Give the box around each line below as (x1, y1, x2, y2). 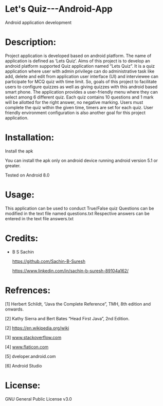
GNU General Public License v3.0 (5, 396, 72, 402)
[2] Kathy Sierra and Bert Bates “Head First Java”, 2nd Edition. (5, 315, 130, 321)
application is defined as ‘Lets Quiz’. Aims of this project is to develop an (5, 58, 150, 64)
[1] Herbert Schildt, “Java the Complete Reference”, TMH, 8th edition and (5, 301, 151, 307)
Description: (5, 37, 56, 48)
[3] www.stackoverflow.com (5, 334, 62, 340)
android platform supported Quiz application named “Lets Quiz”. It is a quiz (5, 63, 155, 69)
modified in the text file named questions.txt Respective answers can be (5, 211, 150, 216)
